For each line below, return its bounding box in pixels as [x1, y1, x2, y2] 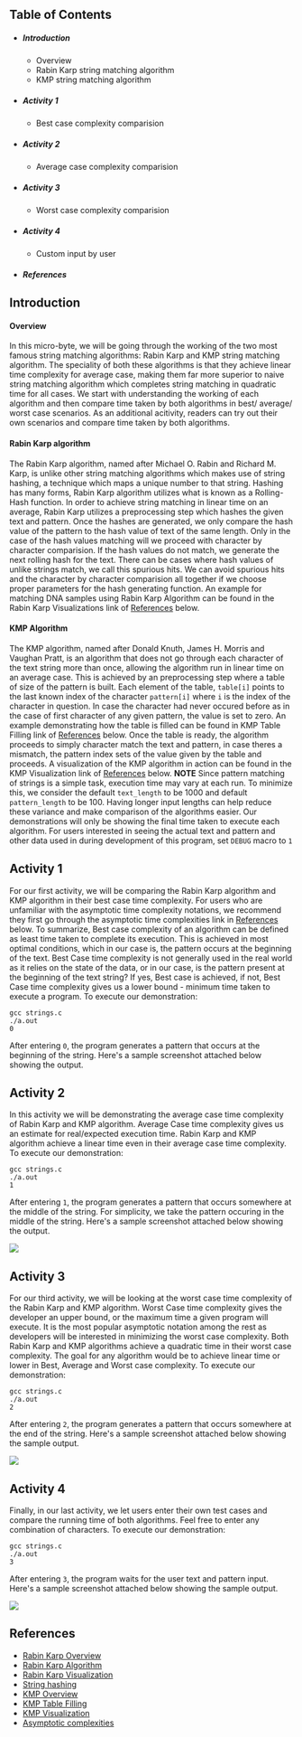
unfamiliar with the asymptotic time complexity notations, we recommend [9, 904, 282, 915]
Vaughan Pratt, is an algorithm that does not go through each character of [9, 653, 284, 663]
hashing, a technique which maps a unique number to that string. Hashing [9, 477, 284, 488]
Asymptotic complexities [22, 1717, 114, 1728]
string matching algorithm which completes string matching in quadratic [9, 379, 277, 390]
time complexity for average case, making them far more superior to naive [9, 370, 285, 380]
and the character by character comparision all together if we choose [9, 573, 268, 584]
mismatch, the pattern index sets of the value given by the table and [9, 748, 262, 759]
